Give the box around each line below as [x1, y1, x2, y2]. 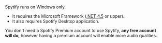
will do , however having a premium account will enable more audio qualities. [5, 33, 157, 38]
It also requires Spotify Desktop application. [12, 19, 100, 24]
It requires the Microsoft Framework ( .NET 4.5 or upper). [12, 13, 125, 19]
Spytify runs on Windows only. [5, 4, 66, 10]
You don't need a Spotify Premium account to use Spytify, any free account [5, 28, 156, 33]
